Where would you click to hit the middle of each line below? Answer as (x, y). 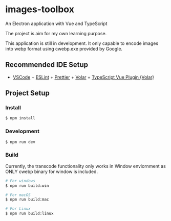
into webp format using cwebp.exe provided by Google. (64, 48)
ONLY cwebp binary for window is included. (52, 171)
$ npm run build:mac (27, 200)
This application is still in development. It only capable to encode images (82, 43)
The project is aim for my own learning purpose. (56, 33)
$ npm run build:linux (29, 214)
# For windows (20, 181)
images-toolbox (40, 9)
